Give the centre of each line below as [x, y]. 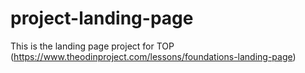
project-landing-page [102, 18]
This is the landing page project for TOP [92, 46]
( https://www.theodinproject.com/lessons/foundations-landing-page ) [153, 56]
